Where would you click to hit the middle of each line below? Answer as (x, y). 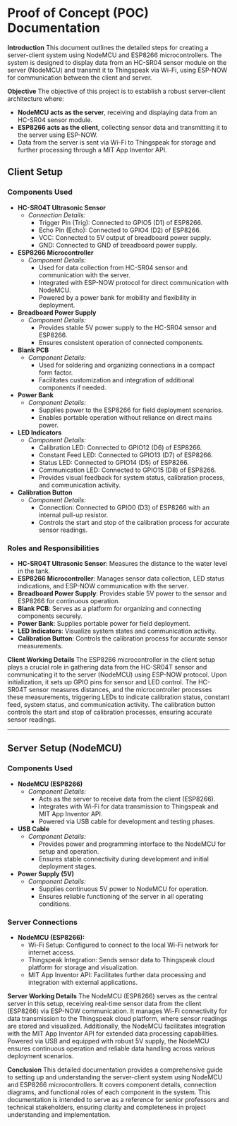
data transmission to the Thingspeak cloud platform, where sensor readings (117, 1018)
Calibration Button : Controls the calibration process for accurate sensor (122, 638)
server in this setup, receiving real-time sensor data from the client (104, 1003)
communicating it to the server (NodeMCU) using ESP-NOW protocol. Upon (117, 674)
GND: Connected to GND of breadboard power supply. (118, 245)
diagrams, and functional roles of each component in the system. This (109, 1092)
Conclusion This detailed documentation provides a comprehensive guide (115, 1070)
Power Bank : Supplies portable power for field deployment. (104, 623)
